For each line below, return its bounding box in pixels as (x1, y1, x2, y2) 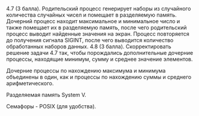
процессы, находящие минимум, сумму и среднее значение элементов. (6, 56, 193, 62)
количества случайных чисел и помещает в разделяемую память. (6, 11, 177, 18)
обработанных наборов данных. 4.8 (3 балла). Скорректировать (6, 43, 172, 50)
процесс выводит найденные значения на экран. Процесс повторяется (6, 30, 190, 37)
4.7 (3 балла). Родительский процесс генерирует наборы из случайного (6, 5, 191, 12)
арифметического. (6, 80, 54, 87)
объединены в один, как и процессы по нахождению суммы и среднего (6, 74, 192, 80)
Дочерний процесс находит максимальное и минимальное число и (6, 18, 180, 24)
